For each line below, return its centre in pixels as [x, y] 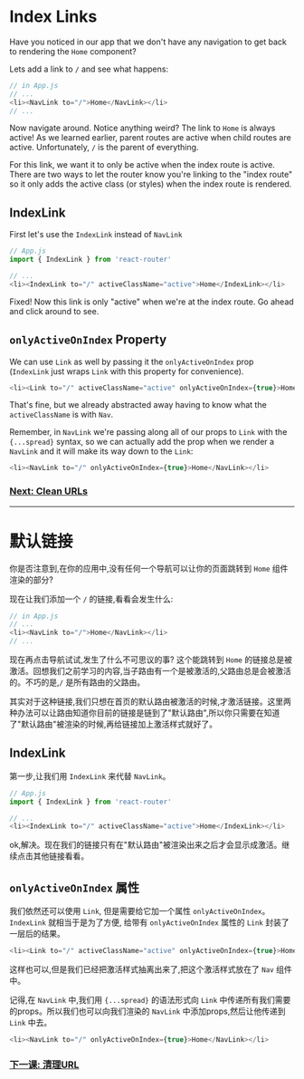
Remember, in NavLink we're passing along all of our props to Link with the [148, 432]
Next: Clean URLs [49, 491]
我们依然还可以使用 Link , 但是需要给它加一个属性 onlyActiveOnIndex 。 [140, 911]
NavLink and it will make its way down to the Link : [101, 451]
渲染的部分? [32, 579]
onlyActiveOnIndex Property [88, 340]
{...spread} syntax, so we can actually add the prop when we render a [142, 442]
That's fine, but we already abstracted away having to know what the [138, 405]
